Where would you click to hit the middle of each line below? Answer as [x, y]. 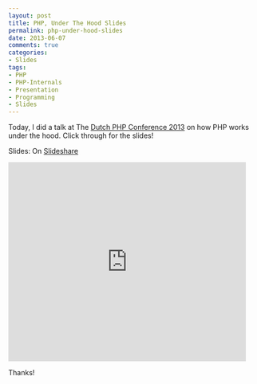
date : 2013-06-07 [37, 38]
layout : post [30, 16]
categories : [28, 53]
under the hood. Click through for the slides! [81, 135]
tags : [17, 68]
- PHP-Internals [35, 82]
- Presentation [34, 90]
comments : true [34, 45]
